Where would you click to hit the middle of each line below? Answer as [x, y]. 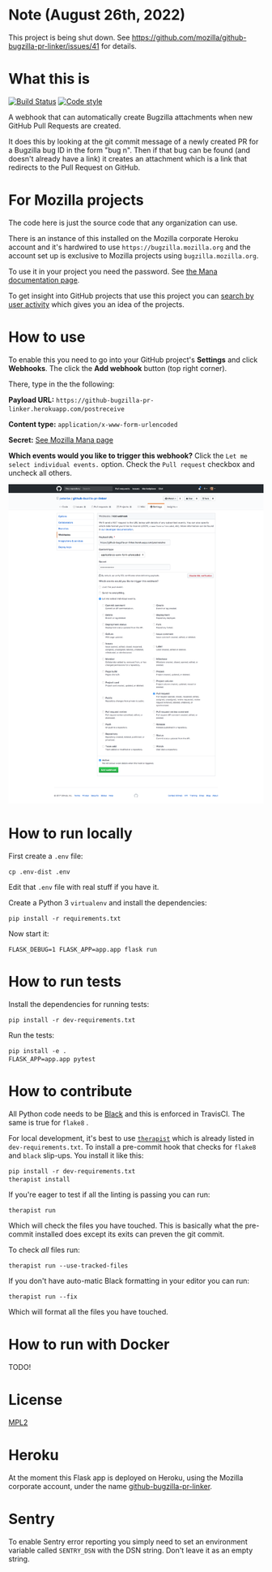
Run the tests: [32, 1035]
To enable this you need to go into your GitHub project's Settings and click [133, 360]
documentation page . [44, 280]
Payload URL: [32, 399]
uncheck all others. [40, 473]
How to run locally [70, 834]
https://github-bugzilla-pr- [105, 400]
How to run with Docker [89, 1345]
